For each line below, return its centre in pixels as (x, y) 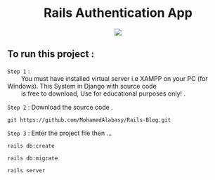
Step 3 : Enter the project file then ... (60, 133)
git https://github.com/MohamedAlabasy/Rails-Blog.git (89, 120)
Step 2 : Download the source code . (60, 107)
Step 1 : (19, 71)
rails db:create (31, 146)
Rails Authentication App (118, 13)
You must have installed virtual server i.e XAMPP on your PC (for (115, 78)
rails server (26, 170)
